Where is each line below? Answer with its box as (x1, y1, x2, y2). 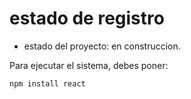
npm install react (9, 78, 86, 89)
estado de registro (9, 7, 165, 30)
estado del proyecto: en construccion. (23, 40, 181, 52)
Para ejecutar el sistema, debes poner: (9, 59, 169, 71)
